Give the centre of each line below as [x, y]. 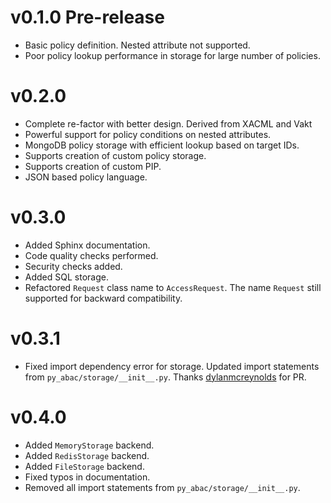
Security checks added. [73, 266]
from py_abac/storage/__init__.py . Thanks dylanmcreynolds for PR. [165, 377]
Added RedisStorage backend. [87, 455]
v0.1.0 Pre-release [87, 17]
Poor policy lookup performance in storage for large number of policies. [172, 55]
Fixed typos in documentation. [87, 477]
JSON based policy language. [86, 177]
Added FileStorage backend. [84, 466]
